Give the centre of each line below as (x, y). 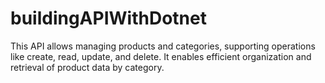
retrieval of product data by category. (87, 67)
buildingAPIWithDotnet (108, 18)
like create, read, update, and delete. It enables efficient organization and (161, 56)
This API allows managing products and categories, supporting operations (163, 46)
